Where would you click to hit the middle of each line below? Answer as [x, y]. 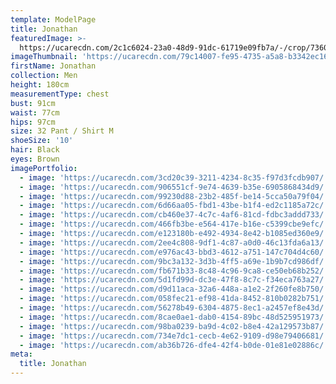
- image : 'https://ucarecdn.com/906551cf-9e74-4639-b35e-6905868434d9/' [174, 187]
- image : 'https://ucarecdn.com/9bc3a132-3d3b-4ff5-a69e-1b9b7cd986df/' [174, 261]
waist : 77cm [35, 112]
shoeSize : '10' [42, 141]
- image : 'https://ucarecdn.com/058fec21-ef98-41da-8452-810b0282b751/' [174, 299]
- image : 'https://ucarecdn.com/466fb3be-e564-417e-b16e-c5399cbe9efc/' [174, 224]
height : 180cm [40, 85]
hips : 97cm [33, 122]
